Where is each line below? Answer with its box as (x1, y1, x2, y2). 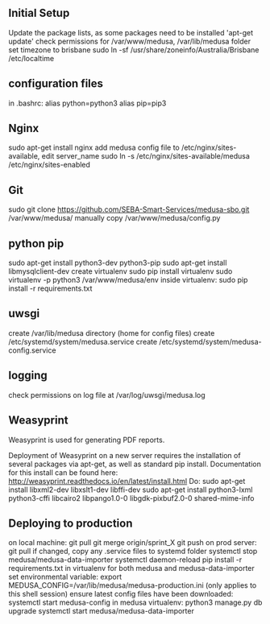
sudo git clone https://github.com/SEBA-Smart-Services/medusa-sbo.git (8, 205, 250, 214)
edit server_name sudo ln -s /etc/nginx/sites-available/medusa (41, 151, 250, 161)
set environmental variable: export (8, 572, 123, 582)
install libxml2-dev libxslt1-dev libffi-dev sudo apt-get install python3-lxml (8, 485, 253, 494)
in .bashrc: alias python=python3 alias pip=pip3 (8, 98, 167, 108)
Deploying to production (8, 516, 133, 530)
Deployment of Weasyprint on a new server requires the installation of (8, 450, 241, 460)
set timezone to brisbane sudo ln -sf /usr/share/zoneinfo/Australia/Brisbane (8, 44, 260, 55)
